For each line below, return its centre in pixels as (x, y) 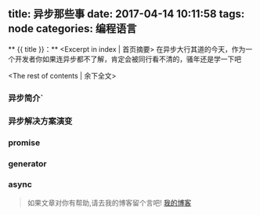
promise (24, 142)
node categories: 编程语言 (72, 29)
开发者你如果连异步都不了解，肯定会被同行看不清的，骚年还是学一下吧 (128, 59)
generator (27, 163)
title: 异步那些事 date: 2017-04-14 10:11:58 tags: (126, 14)
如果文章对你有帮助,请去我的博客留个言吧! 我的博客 (109, 202)
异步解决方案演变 (40, 121)
